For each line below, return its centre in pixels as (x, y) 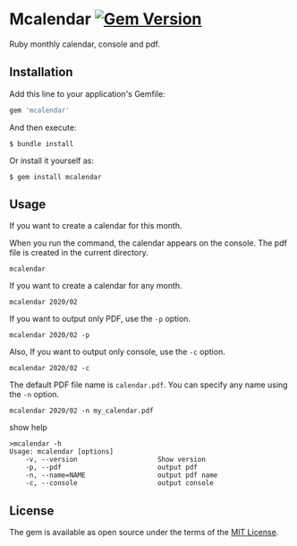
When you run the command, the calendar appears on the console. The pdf (148, 243)
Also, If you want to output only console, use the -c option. (117, 352)
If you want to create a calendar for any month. (96, 286)
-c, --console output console (120, 483)
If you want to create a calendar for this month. (96, 226)
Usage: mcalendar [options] (62, 452)
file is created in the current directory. (79, 253)
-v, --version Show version (115, 460)
